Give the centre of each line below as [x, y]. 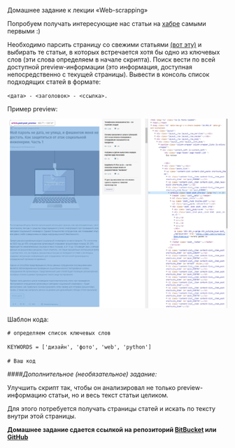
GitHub [18, 437]
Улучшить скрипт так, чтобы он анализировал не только [92, 387]
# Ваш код [22, 361]
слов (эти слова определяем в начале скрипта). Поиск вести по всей [111, 59]
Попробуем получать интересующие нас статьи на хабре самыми [107, 23]
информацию [27, 395]
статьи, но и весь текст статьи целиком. [109, 395]
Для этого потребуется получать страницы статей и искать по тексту [111, 408]
